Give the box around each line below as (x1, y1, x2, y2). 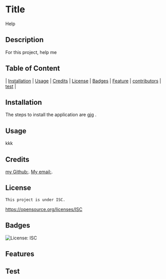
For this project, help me (5, 49, 57, 55)
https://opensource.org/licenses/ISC (5, 206, 83, 212)
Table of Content (5, 64, 60, 73)
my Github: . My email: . (5, 169, 53, 175)
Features (5, 250, 34, 258)
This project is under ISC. (5, 197, 66, 202)
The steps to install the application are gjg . (5, 111, 97, 118)
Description (5, 35, 44, 44)
